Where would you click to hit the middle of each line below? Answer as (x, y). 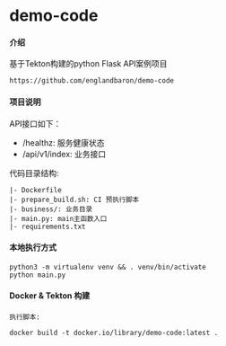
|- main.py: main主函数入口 (58, 218)
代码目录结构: (35, 173)
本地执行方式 (33, 247)
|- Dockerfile (36, 190)
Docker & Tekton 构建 (50, 296)
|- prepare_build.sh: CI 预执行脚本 (74, 200)
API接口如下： (35, 123)
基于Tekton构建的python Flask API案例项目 (88, 64)
